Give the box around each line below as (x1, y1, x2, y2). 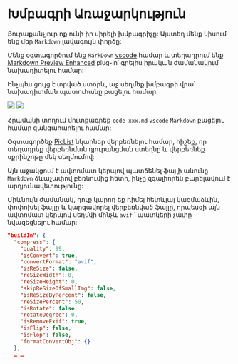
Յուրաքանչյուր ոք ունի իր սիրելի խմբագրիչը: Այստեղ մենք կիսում (7, 29, 227, 38)
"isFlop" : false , (20, 331, 72, 339)
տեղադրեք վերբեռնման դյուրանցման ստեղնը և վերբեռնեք (7, 145, 205, 153)
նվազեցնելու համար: (7, 218, 78, 226)
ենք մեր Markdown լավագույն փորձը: (7, 36, 122, 45)
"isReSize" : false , (20, 265, 78, 273)
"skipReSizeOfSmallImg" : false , (20, 285, 116, 292)
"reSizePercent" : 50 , (20, 298, 84, 305)
